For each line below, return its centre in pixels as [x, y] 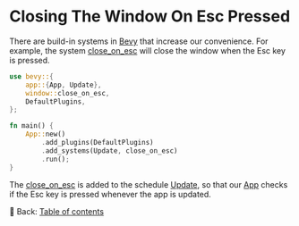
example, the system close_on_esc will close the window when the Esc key [148, 50]
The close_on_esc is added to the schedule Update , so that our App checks [149, 184]
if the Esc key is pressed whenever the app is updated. [111, 194]
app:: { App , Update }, [64, 85]
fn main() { [31, 126]
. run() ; [56, 159]
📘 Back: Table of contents [57, 211]
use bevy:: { [31, 76]
